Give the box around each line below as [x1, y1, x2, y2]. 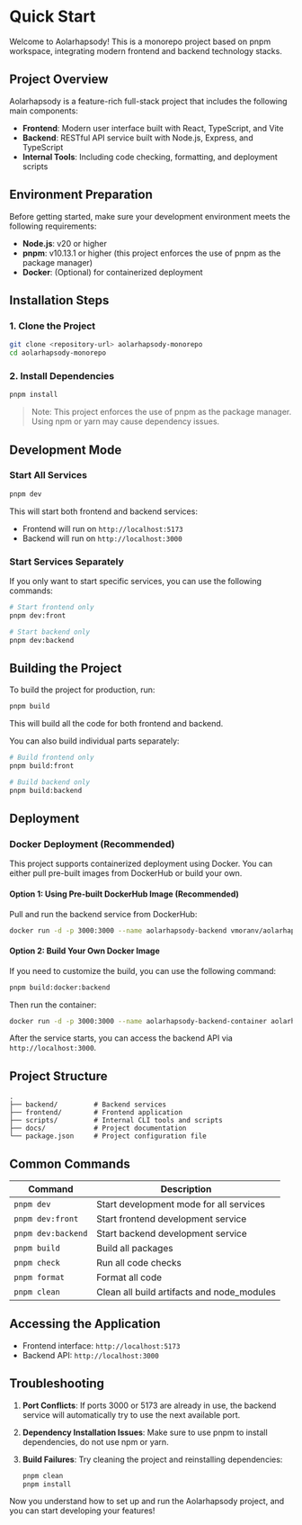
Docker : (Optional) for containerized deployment [22, 266, 204, 277]
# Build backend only [9, 777, 91, 787]
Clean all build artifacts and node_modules [95, 1286, 276, 1298]
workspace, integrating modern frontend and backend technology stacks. [9, 45, 283, 56]
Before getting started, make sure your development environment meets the [9, 211, 290, 221]
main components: [9, 105, 78, 116]
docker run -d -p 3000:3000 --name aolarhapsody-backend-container [9, 1016, 268, 1025]
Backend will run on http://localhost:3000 [22, 533, 182, 544]
